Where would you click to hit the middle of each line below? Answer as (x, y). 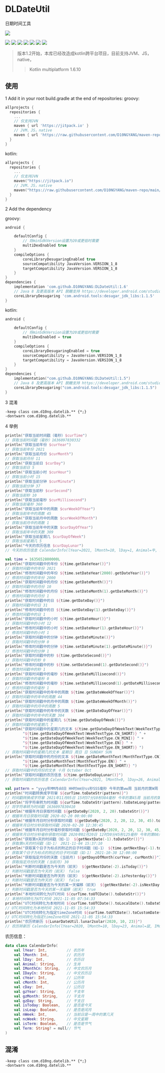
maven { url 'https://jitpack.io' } (52, 126)
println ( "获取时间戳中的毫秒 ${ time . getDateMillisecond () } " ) (66, 674)
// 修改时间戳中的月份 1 (27, 596)
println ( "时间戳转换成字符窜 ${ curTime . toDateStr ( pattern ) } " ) (67, 793)
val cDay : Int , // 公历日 (49, 987)
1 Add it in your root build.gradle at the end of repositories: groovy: (72, 98)
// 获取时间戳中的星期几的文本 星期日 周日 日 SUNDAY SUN (58, 752)
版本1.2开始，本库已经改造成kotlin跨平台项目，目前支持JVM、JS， (84, 53)
